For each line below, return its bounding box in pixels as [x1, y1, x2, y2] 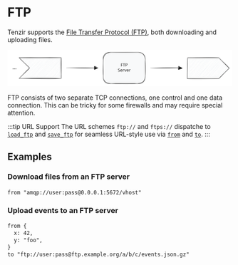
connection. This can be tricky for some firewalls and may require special [7, 101, 223, 110]
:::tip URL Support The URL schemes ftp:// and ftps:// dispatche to [7, 123, 212, 131]
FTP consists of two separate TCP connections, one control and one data [7, 93, 223, 102]
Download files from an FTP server [7, 172, 130, 182]
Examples [7, 150, 52, 162]
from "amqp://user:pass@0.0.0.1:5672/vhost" [7, 189, 142, 196]
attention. [7, 108, 36, 118]
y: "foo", [14, 237, 43, 244]
